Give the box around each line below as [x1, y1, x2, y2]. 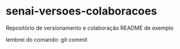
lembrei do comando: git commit [6, 36, 88, 43]
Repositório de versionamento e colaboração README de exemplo [6, 24, 174, 31]
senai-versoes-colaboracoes [6, 4, 157, 18]
